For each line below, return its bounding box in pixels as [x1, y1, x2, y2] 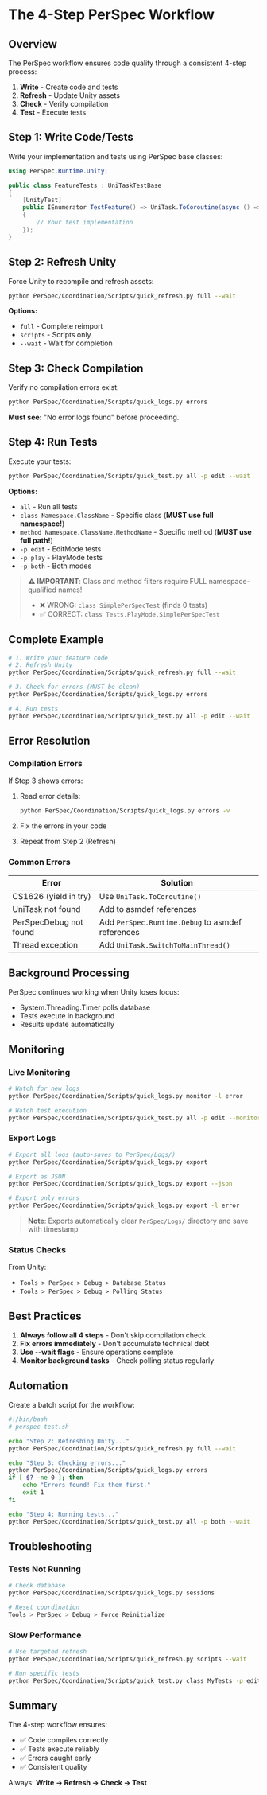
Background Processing [8, 966, 130, 979]
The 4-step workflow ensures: [8, 1720, 108, 1730]
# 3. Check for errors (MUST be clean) [8, 683, 141, 691]
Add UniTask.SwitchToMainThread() [99, 939, 231, 950]
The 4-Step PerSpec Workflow [8, 6, 215, 24]
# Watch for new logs [8, 1084, 80, 1093]
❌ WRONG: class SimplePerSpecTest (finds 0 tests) [39, 600, 208, 609]
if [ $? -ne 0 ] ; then [8, 1474, 83, 1482]
